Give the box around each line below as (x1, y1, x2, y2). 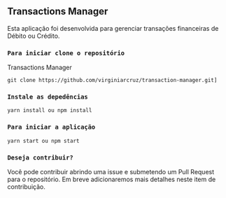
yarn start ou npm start (7, 137, 80, 144)
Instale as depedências (7, 93, 89, 101)
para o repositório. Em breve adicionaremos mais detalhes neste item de (7, 175, 216, 183)
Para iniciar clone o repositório (7, 49, 125, 57)
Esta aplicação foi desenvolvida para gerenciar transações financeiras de (7, 24, 219, 32)
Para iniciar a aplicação (7, 123, 96, 132)
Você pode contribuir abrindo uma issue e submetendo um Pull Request (7, 168, 215, 176)
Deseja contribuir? (7, 153, 73, 162)
